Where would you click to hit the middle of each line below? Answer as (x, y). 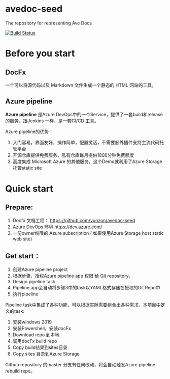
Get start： (23, 256)
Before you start (40, 53)
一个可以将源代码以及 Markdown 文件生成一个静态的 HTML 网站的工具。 (81, 85)
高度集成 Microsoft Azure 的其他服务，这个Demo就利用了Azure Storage (87, 161)
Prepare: (19, 208)
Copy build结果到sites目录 (40, 347)
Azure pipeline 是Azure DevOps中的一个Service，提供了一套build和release (84, 114)
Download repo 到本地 (36, 335)
